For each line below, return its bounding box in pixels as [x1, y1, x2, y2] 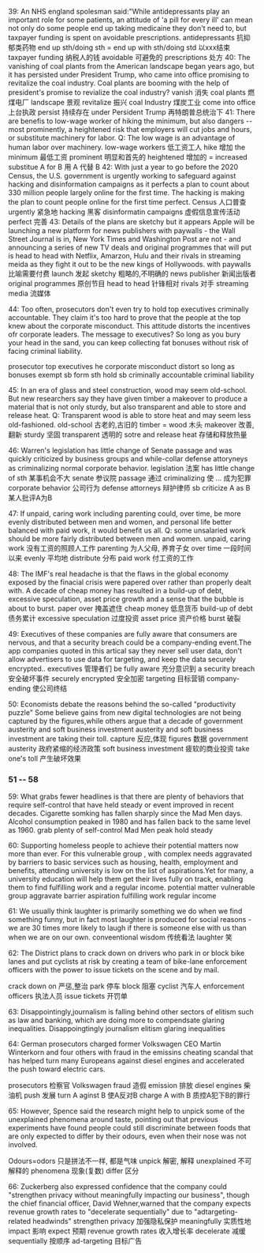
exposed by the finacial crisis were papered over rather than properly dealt [8, 578, 252, 587]
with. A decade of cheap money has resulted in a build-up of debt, [8, 586, 225, 595]
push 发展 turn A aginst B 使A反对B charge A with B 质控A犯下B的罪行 [23, 1090, 251, 1101]
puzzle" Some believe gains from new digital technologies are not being [8, 708, 242, 717]
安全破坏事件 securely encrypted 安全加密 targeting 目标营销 [8, 674, 205, 683]
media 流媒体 [8, 288, 51, 298]
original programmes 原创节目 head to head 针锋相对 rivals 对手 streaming [8, 279, 249, 288]
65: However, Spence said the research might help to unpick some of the [8, 1106, 245, 1116]
